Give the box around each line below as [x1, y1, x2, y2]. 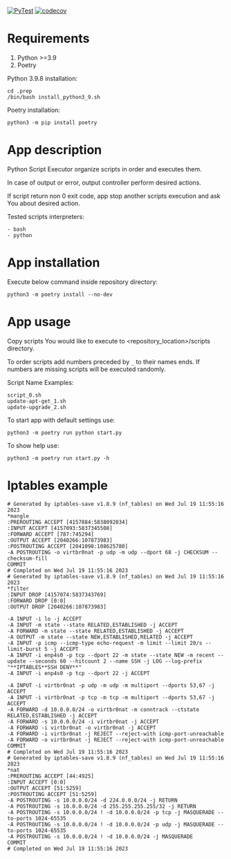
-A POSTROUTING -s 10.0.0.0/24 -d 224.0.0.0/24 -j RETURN [7, 797, 178, 804]
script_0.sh [7, 391, 41, 399]
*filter [7, 585, 30, 592]
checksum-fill [7, 555, 48, 562]
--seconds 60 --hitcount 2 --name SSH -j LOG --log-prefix [28, 657, 203, 665]
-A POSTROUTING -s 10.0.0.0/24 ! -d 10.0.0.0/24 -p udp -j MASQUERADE [7, 821, 215, 828]
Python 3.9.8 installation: [7, 74, 78, 82]
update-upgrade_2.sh [7, 404, 67, 410]
